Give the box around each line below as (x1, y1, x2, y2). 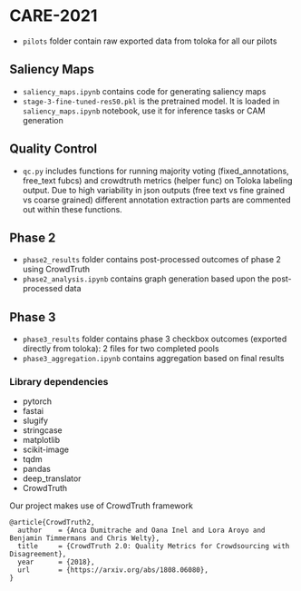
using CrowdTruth (22, 264, 91, 275)
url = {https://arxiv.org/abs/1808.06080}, (17, 566, 209, 575)
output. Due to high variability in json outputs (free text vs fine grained (22, 184, 286, 195)
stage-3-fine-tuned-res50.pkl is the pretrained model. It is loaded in (22, 95, 280, 106)
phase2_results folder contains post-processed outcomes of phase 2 (22, 254, 281, 265)
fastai (22, 406, 44, 417)
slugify (22, 415, 48, 427)
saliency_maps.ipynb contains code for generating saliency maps (22, 85, 267, 96)
